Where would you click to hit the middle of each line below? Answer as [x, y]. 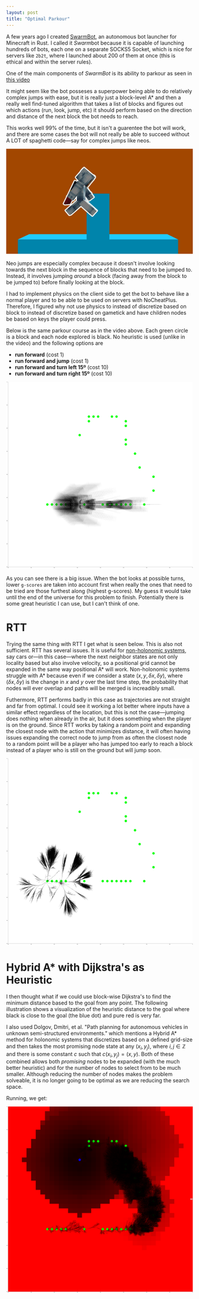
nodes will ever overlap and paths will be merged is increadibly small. [91, 688]
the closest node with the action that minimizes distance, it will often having [98, 731]
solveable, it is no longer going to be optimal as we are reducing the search [98, 1081]
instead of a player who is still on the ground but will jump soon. [84, 750]
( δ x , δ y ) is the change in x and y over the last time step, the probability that [97, 682]
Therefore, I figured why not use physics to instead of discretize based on [96, 306]
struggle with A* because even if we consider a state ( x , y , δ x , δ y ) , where [94, 675]
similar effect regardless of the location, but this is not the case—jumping [95, 712]
